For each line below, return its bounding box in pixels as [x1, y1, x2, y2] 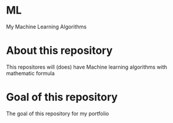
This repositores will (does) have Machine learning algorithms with [6, 63, 168, 70]
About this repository [6, 44, 113, 57]
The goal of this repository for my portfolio [6, 110, 109, 117]
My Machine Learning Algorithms [6, 23, 87, 30]
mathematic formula [6, 69, 55, 77]
